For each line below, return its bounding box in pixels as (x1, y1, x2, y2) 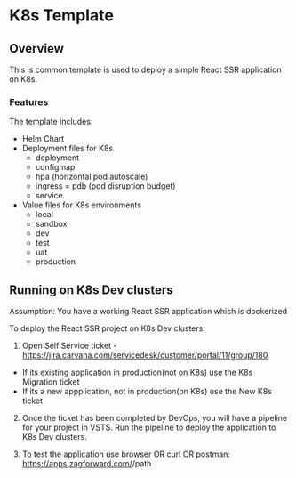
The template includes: (9, 117, 93, 127)
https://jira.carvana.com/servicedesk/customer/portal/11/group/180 (21, 350, 268, 361)
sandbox (35, 219, 68, 230)
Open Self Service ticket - (21, 340, 117, 352)
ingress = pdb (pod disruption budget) (35, 181, 176, 191)
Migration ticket (21, 377, 80, 387)
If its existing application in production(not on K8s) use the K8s (21, 367, 253, 378)
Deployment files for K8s (21, 143, 114, 154)
